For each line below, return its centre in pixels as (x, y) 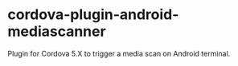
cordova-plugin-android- (93, 15)
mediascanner (57, 31)
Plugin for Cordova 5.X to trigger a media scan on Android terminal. (119, 53)
